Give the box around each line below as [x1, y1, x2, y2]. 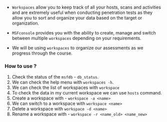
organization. [11, 20, 39, 26]
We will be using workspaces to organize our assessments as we [11, 45, 143, 50]
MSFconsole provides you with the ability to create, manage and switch [11, 30, 156, 35]
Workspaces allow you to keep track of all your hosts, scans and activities [11, 4, 161, 10]
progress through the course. [11, 50, 73, 56]
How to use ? [4, 62, 37, 69]
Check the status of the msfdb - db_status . [11, 74, 99, 80]
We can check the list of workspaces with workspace [11, 84, 119, 90]
